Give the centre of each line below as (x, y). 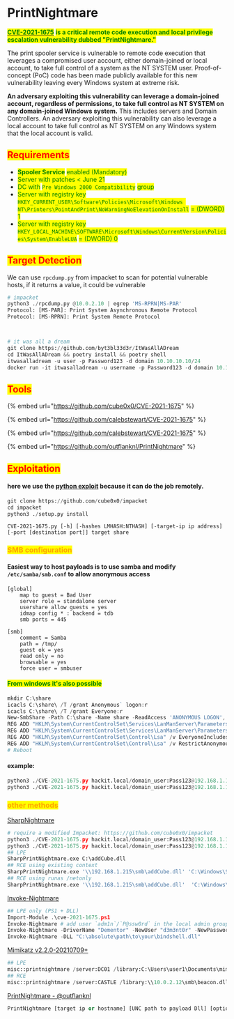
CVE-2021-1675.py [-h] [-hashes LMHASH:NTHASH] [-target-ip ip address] (115, 527)
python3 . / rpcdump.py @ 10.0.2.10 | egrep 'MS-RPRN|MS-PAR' (95, 304)
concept (19, 75)
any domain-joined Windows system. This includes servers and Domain (112, 111)
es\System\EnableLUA (47, 239)
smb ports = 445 (44, 619)
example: (21, 766)
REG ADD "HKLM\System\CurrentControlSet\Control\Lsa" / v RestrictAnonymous (119, 744)
